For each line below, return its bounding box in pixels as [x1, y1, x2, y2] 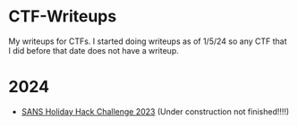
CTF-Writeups [8, 6, 117, 27]
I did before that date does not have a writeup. [8, 45, 180, 55]
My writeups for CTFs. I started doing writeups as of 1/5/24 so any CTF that [8, 36, 287, 46]
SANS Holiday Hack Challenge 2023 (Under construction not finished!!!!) [21, 105, 290, 117]
